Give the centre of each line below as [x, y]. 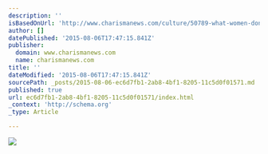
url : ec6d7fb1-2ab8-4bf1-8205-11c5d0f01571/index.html [101, 97]
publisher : [26, 45]
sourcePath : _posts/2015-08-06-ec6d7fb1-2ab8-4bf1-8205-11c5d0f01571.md [132, 82]
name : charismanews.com [55, 61]
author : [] [26, 30]
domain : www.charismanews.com [65, 53]
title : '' [25, 68]
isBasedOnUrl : [32, 23]
